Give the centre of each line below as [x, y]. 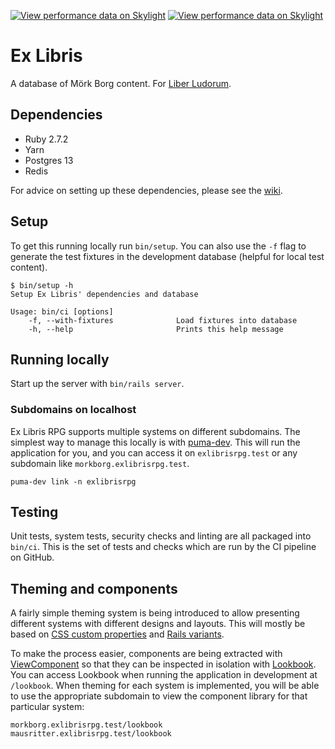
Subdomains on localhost [73, 410]
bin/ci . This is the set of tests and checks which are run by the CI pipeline [163, 547]
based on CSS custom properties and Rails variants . [117, 634]
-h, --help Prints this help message [156, 329]
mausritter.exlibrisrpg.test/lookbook [91, 734]
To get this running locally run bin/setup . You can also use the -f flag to [158, 246]
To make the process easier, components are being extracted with [146, 654]
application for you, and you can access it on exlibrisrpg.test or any [154, 452]
